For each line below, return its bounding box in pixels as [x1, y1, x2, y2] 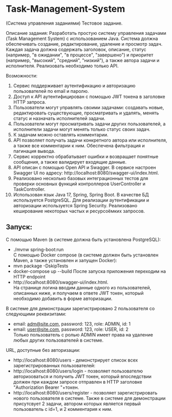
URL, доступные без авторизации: [6, 347, 80, 353]
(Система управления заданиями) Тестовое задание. [6, 20, 123, 26]
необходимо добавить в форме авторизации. [13, 295, 113, 302]
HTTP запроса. [13, 98, 47, 105]
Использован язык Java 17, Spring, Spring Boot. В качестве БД [13, 191, 149, 197]
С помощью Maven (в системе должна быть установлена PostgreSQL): [6, 236, 161, 243]
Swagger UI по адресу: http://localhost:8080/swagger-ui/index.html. [13, 170, 159, 176]
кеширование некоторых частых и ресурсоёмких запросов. [13, 208, 145, 214]
